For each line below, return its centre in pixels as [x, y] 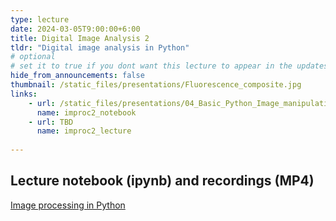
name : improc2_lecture [84, 131]
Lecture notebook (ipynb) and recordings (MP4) [162, 181]
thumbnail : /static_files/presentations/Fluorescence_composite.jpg [156, 85]
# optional [33, 57]
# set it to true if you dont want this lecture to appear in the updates [169, 66]
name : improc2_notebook [86, 112]
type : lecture [40, 19]
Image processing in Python [68, 205]
